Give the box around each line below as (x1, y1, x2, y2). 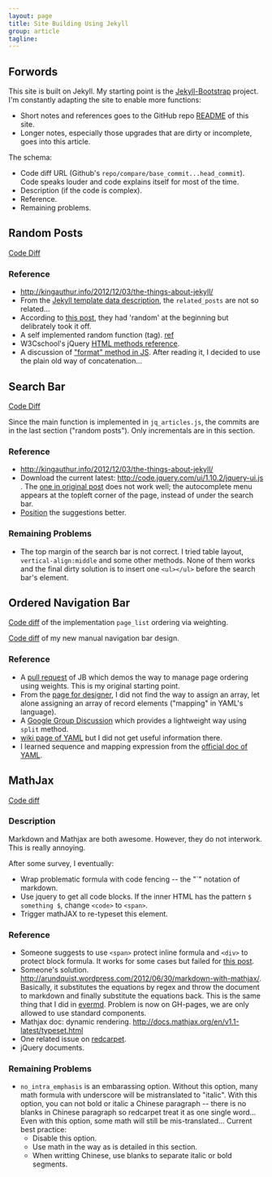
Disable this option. (32, 1133, 97, 1144)
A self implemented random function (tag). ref (19, 330, 175, 340)
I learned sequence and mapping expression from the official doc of (19, 742, 248, 751)
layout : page (8, 11, 53, 20)
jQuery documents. (19, 1043, 85, 1052)
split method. (19, 724, 69, 733)
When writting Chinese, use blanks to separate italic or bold (32, 1151, 233, 1161)
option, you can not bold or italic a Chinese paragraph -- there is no (19, 1099, 247, 1109)
